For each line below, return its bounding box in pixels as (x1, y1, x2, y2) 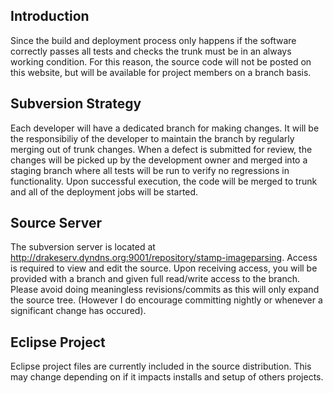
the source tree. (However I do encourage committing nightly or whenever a (10, 294, 323, 306)
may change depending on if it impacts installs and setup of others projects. (10, 371, 324, 383)
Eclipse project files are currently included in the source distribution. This (10, 360, 312, 373)
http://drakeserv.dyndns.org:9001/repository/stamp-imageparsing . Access (10, 252, 318, 264)
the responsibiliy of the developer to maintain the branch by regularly (10, 132, 295, 144)
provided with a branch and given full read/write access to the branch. (10, 273, 300, 285)
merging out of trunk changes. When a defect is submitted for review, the (10, 143, 313, 155)
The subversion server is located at (10, 241, 156, 253)
